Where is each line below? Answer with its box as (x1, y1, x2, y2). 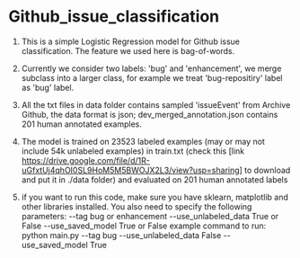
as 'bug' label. (21, 82, 75, 93)
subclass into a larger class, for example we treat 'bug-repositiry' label (21, 72, 283, 83)
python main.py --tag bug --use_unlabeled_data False (21, 229, 222, 240)
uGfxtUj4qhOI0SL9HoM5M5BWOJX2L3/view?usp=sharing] (21, 165, 243, 175)
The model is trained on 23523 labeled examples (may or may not (21, 136, 266, 147)
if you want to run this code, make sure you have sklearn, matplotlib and (21, 191, 289, 202)
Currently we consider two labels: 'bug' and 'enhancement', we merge (21, 63, 282, 74)
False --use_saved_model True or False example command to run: (21, 220, 267, 231)
